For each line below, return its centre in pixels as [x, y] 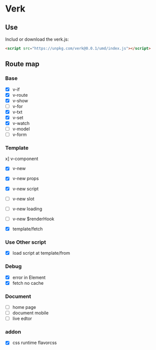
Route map [22, 64]
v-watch [21, 123]
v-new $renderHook [33, 219]
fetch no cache [28, 283]
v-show [20, 100]
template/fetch [27, 229]
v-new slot [23, 199]
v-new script [25, 189]
